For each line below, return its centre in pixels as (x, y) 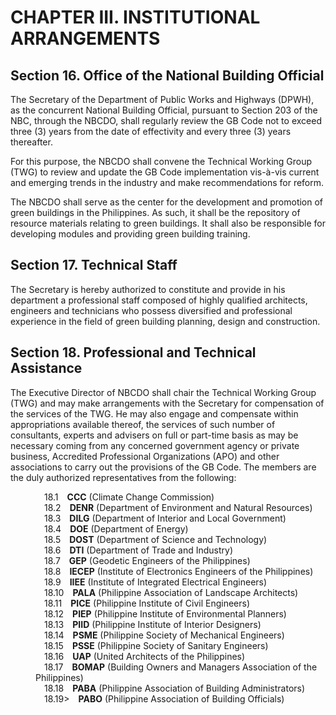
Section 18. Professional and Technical (133, 352)
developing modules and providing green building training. (130, 234)
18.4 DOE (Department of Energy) (116, 528)
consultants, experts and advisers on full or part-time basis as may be (154, 435)
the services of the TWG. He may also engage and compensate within (154, 413)
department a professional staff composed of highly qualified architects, (159, 300)
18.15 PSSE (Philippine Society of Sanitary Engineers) (156, 645)
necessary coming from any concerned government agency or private (155, 445)
